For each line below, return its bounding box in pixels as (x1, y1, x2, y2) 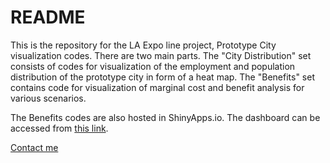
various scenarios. (10, 92, 87, 104)
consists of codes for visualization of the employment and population (10, 60, 296, 72)
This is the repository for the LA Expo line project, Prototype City (10, 39, 277, 51)
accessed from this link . (10, 122, 109, 134)
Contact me (10, 141, 59, 153)
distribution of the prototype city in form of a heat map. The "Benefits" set (10, 71, 315, 83)
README (10, 6, 86, 29)
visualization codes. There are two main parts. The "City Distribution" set (10, 49, 312, 61)
